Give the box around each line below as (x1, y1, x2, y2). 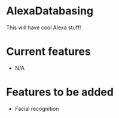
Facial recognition (14, 105, 59, 112)
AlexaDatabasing (6, 4, 94, 18)
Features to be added (6, 85, 114, 99)
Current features (6, 45, 91, 58)
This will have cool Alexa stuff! (6, 24, 81, 31)
